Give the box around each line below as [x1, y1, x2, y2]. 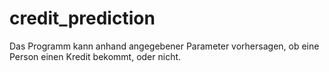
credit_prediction [9, 7, 156, 30]
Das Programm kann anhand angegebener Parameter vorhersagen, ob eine [9, 40, 320, 52]
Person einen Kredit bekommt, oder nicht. [9, 50, 182, 62]
